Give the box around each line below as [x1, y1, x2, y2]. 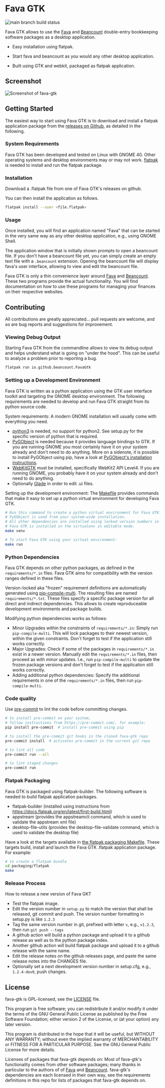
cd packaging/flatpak [5, 863, 50, 869]
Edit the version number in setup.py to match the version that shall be [12, 906, 153, 912]
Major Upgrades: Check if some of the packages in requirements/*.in [12, 646, 155, 652]
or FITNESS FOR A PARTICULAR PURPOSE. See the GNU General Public [5, 1042, 151, 1048]
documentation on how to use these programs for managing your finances [5, 283, 156, 289]
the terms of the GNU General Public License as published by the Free [5, 1011, 147, 1017]
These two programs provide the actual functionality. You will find [5, 278, 138, 284]
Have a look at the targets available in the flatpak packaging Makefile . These [5, 839, 160, 845]
